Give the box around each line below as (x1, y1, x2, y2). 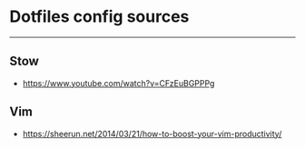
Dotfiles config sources (9, 6, 190, 27)
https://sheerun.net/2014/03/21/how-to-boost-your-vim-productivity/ (22, 128, 282, 139)
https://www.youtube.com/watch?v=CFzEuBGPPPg (22, 77, 215, 88)
